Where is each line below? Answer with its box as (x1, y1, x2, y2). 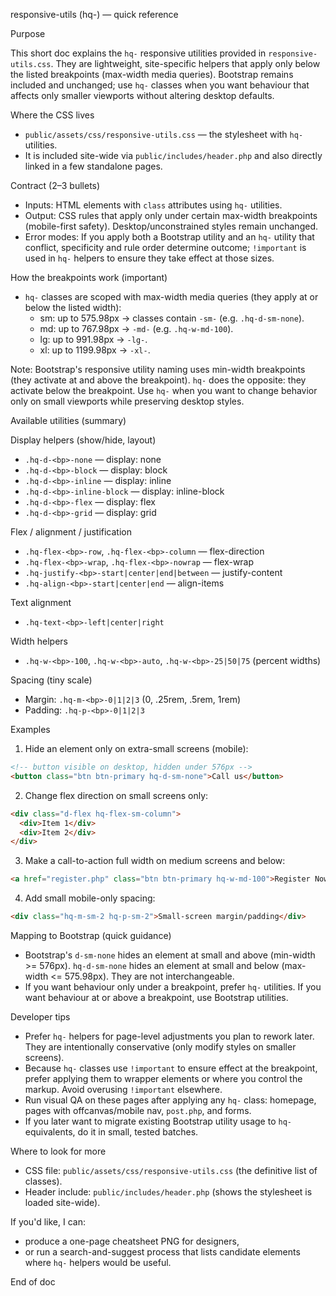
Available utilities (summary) (10, 415, 127, 426)
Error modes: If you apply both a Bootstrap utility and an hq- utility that (24, 231, 315, 243)
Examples (10, 724, 51, 735)
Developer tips (10, 1011, 71, 1023)
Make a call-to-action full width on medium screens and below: (24, 855, 286, 867)
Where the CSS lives (10, 109, 95, 121)
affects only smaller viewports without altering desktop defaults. (10, 90, 275, 101)
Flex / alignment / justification (10, 526, 132, 538)
